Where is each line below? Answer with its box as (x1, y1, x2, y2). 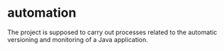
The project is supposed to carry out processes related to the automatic (7, 28, 218, 36)
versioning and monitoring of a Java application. (7, 35, 149, 43)
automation (7, 5, 77, 21)
